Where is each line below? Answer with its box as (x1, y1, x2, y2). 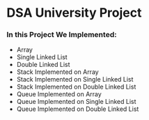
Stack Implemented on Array (16, 68, 99, 76)
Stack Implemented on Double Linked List (16, 82, 136, 91)
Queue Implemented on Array (16, 90, 102, 98)
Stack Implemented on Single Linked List (16, 75, 134, 84)
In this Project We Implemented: (6, 30, 117, 40)
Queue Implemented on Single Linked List (16, 98, 136, 106)
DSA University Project (6, 5, 142, 21)
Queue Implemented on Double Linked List (16, 105, 139, 113)
